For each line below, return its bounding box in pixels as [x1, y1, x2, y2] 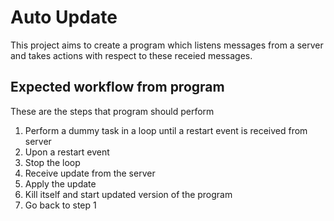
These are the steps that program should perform [10, 105, 215, 117]
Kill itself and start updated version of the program [24, 188, 233, 200]
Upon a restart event [24, 146, 110, 158]
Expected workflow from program [10, 79, 225, 96]
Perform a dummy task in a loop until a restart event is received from [24, 124, 308, 136]
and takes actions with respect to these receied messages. [10, 49, 253, 61]
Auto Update [10, 6, 118, 29]
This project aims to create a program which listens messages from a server [10, 39, 324, 51]
